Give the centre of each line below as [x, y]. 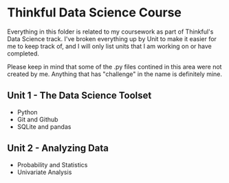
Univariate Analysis [44, 172]
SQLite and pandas [44, 126]
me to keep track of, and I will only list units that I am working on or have [109, 46]
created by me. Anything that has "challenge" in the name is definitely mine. [115, 74]
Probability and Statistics [52, 164]
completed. [23, 53]
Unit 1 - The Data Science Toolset [79, 96]
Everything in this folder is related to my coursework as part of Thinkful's [110, 32]
